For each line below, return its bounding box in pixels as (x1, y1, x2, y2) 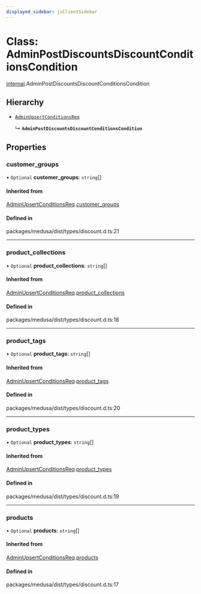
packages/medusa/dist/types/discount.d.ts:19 (6, 493, 120, 500)
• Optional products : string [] (6, 527, 80, 534)
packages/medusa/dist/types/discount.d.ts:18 (6, 316, 120, 324)
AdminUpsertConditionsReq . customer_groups (6, 201, 120, 208)
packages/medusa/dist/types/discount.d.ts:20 (6, 404, 121, 411)
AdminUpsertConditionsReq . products (6, 554, 99, 561)
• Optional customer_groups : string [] (6, 174, 102, 181)
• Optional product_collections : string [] (6, 262, 108, 269)
